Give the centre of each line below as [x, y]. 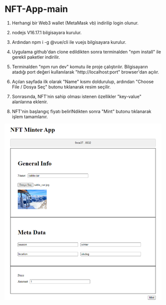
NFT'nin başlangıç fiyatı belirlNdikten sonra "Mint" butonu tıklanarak [82, 111]
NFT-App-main [36, 9]
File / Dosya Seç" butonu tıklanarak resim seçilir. [61, 87]
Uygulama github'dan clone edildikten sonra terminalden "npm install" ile [86, 52]
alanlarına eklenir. [30, 102]
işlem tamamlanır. [30, 116]
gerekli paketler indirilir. [36, 57]
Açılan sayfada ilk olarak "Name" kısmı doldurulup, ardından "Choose [83, 81]
